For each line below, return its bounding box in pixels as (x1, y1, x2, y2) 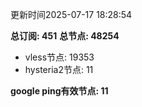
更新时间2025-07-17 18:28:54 (10, 9, 133, 20)
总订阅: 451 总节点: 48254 (10, 30, 120, 42)
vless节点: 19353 (24, 51, 95, 63)
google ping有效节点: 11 (10, 85, 109, 97)
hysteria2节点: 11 (24, 64, 94, 75)
